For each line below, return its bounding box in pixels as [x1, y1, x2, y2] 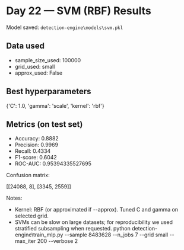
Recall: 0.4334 [14, 148, 51, 155]
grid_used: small [14, 63, 55, 70]
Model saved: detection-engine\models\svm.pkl [6, 24, 123, 31]
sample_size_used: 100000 [14, 56, 81, 63]
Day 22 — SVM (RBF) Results [6, 4, 151, 18]
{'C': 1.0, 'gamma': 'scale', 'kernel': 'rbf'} [6, 102, 105, 109]
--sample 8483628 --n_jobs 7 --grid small [64, 231, 169, 238]
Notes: [6, 194, 23, 202]
